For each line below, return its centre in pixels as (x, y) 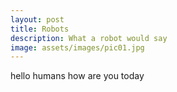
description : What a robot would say (89, 38)
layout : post (37, 19)
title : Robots (40, 29)
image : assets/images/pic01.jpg (77, 47)
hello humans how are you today (77, 76)
